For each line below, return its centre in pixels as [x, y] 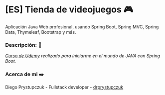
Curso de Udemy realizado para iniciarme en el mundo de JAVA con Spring [83, 56]
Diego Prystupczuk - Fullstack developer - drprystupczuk [64, 87]
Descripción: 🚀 [23, 45]
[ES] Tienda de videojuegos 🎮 [69, 10]
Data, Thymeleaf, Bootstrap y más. [41, 32]
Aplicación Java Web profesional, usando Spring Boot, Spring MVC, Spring [82, 27]
